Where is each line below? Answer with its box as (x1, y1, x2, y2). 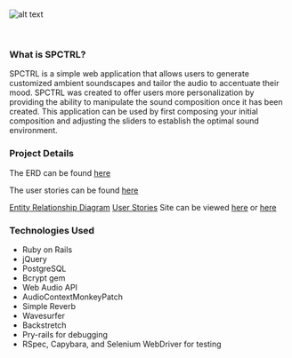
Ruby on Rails (21, 244, 73, 255)
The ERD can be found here (9, 167, 111, 178)
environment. (9, 125, 58, 136)
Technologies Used (9, 224, 95, 236)
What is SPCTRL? (9, 48, 86, 60)
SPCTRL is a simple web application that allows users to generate (9, 68, 249, 79)
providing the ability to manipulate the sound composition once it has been (9, 97, 283, 107)
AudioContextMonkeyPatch (21, 291, 123, 302)
